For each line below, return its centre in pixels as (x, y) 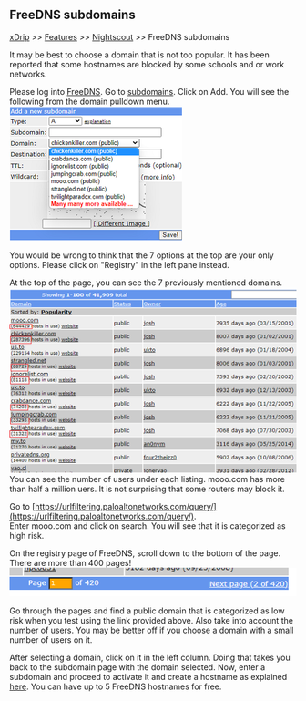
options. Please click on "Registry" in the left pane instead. (119, 264)
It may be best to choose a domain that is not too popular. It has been (140, 55)
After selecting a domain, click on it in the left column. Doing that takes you (150, 657)
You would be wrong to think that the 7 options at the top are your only (142, 255)
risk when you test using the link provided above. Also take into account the (152, 620)
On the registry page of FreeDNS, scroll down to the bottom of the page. (145, 553)
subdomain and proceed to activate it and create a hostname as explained (148, 676)
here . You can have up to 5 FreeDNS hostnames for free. (116, 686)
